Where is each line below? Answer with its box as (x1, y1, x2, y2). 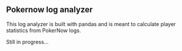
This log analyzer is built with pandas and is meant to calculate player (6, 20, 176, 27)
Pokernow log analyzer (6, 5, 93, 15)
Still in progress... (6, 38, 49, 45)
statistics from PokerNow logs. (6, 27, 81, 34)
